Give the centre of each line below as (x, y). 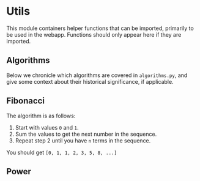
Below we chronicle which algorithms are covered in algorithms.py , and (97, 75)
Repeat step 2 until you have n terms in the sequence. (83, 140)
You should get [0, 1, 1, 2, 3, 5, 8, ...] (62, 152)
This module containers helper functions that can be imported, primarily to (100, 28)
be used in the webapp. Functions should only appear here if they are (94, 34)
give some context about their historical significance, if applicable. (90, 81)
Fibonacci (25, 101)
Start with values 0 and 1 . (47, 127)
